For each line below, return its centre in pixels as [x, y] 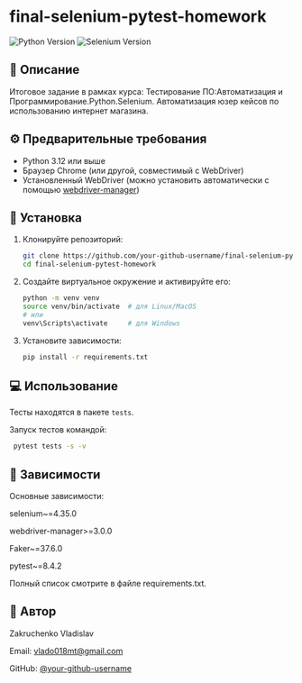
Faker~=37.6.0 [36, 548]
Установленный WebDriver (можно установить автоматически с [146, 180]
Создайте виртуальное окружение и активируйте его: [127, 282]
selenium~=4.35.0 [43, 514]
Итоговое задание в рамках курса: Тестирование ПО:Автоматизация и [146, 91]
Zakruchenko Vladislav [52, 633]
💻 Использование [64, 386]
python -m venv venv [61, 298]
